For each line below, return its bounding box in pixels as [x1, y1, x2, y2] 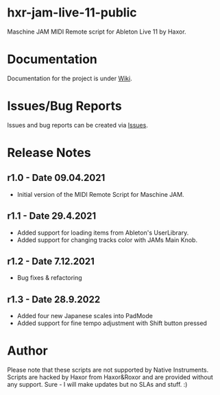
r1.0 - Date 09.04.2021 [7, 172, 106, 184]
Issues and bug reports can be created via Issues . [7, 121, 149, 129]
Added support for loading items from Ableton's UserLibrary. [16, 228, 189, 237]
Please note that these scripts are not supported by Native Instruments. [7, 366, 209, 374]
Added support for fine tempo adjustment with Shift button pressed [16, 319, 208, 327]
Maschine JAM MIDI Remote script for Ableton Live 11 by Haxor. [7, 27, 186, 36]
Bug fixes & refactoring [16, 274, 82, 282]
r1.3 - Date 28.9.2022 [7, 294, 101, 305]
